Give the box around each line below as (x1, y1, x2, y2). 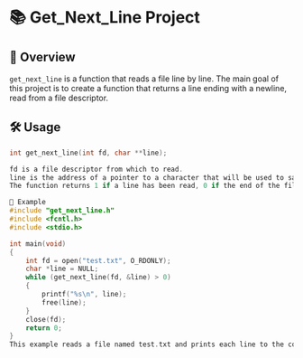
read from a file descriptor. (9, 92, 109, 103)
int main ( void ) (9, 239, 67, 249)
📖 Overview (9, 49, 76, 64)
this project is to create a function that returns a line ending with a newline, (9, 83, 287, 93)
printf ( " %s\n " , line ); (41, 290, 127, 299)
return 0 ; (25, 323, 63, 333)
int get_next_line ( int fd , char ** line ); (9, 148, 168, 157)
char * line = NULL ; (25, 264, 99, 274)
